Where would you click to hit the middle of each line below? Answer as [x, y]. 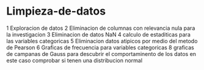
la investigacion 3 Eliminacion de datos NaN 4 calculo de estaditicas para [98, 34]
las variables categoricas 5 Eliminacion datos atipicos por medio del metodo [102, 41]
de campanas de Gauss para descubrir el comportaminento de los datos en [101, 54]
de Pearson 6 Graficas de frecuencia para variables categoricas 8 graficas [100, 47]
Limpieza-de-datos [56, 11]
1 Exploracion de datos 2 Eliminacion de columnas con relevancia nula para [101, 28]
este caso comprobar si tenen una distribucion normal [74, 60]
